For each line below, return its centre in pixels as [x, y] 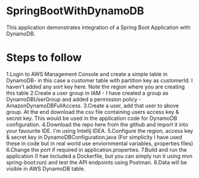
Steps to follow [44, 58]
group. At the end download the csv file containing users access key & [93, 112]
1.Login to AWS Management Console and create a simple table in [87, 74]
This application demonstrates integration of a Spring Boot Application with [98, 27]
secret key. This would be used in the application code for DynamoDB [92, 118]
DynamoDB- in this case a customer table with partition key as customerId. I [99, 80]
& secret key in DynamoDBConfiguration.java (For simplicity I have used [94, 137]
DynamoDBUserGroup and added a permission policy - [74, 99]
